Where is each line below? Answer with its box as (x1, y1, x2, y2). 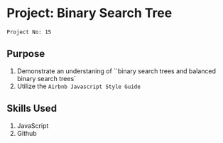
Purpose (6, 48, 45, 60)
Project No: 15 (6, 28, 52, 36)
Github (16, 129, 37, 137)
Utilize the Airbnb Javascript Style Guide (16, 82, 141, 90)
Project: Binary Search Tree (6, 5, 173, 21)
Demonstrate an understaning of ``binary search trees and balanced (16, 66, 217, 75)
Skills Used (6, 102, 58, 115)
